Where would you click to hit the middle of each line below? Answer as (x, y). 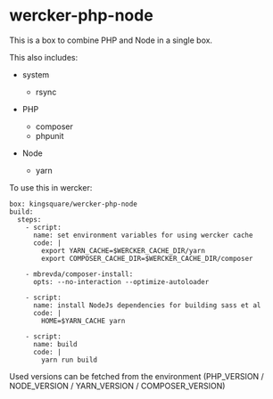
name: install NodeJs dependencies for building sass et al (147, 305)
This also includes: (44, 57)
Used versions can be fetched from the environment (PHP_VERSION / (137, 376)
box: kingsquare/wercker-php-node (74, 204)
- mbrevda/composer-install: (79, 274)
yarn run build (70, 360)
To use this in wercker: (51, 187)
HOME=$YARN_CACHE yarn (83, 321)
